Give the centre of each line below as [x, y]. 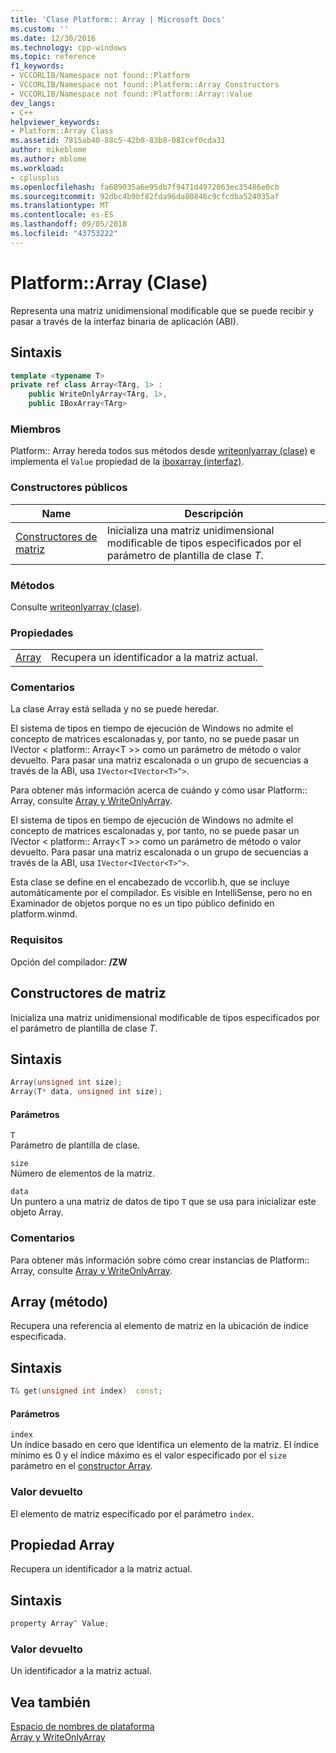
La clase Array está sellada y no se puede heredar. [114, 709]
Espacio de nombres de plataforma [82, 1727]
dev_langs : [33, 103]
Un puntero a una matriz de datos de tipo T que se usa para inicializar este [163, 1202]
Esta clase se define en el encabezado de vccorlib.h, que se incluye [150, 882]
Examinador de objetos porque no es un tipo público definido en [142, 903]
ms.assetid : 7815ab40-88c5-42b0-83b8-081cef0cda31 [118, 141]
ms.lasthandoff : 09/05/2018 [69, 224]
